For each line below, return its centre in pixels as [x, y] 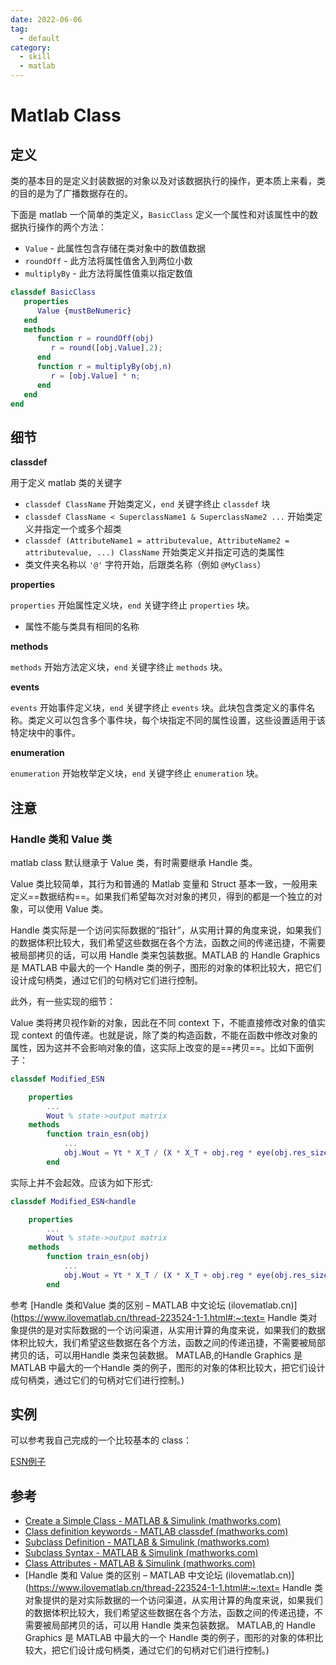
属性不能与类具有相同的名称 [82, 627]
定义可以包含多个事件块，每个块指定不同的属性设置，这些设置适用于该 [181, 720]
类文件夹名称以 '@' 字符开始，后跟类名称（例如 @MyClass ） [145, 565]
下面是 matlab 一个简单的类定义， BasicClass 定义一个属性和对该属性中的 [160, 214]
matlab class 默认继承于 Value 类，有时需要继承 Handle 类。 [134, 862]
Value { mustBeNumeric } [84, 311]
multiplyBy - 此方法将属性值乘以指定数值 [108, 273]
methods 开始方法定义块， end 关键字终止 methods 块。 [119, 667]
